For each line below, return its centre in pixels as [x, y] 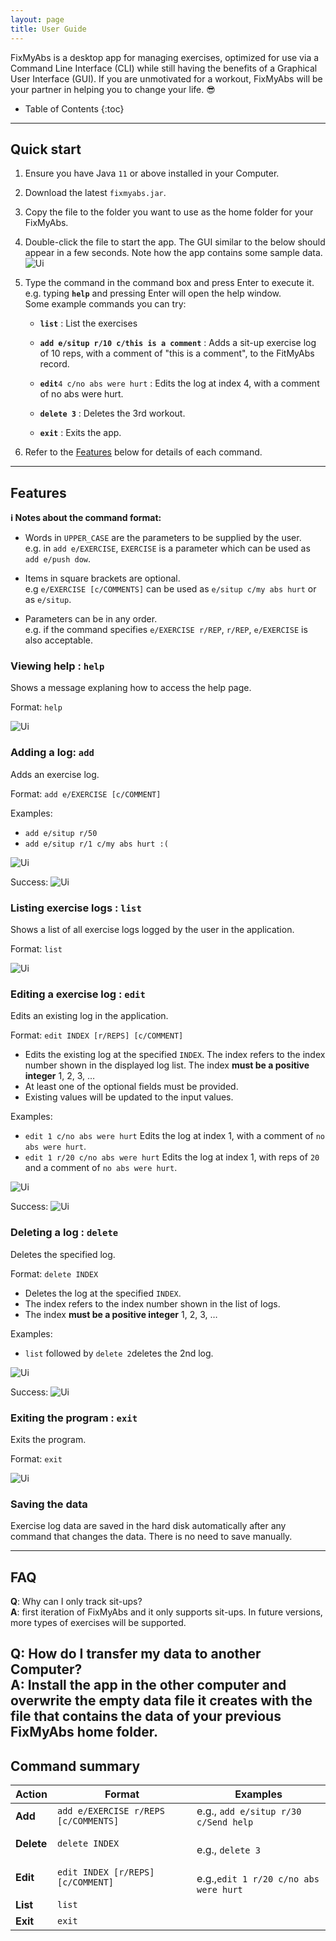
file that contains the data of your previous [146, 1716]
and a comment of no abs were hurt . [101, 1168]
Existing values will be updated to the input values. [129, 1097]
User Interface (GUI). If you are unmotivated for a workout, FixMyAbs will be [166, 78]
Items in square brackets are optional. [102, 578]
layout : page [37, 19]
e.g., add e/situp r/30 [249, 1811]
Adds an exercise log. [55, 774]
